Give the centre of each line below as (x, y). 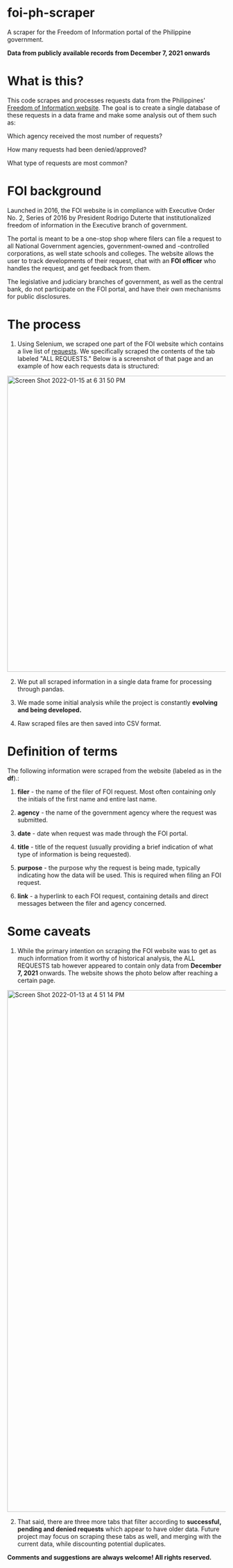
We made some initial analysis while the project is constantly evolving (118, 702)
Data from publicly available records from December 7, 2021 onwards (109, 53)
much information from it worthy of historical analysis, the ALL (106, 958)
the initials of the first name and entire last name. (87, 799)
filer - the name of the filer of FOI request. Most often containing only (116, 792)
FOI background (54, 191)
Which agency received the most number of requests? (85, 136)
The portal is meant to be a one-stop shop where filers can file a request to (114, 239)
